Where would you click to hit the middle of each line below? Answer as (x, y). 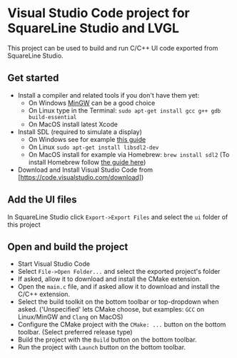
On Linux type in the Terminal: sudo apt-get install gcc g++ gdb (125, 110)
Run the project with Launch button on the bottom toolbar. (102, 347)
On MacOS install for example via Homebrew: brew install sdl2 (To (129, 154)
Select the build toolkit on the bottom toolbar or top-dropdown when (118, 302)
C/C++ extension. (44, 295)
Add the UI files (42, 200)
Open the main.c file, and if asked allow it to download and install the (118, 287)
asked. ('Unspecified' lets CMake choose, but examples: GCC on (111, 310)
